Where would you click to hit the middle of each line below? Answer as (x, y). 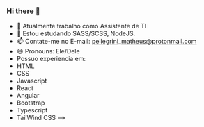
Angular (28, 96)
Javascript (32, 81)
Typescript (32, 110)
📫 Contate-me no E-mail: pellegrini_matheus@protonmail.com (107, 42)
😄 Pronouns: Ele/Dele (48, 51)
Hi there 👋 (24, 11)
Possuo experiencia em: (51, 59)
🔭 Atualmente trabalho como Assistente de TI (81, 26)
